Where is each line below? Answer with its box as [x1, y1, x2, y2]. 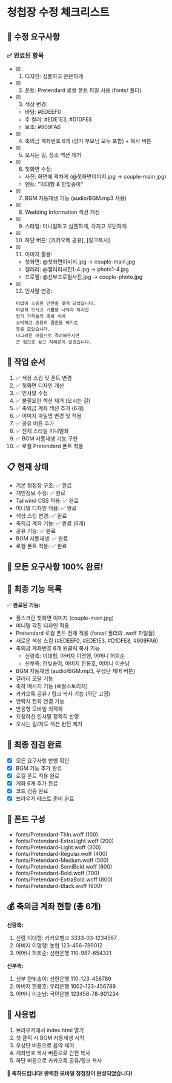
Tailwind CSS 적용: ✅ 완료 [15, 497, 79, 504]
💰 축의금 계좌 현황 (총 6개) [7, 901, 102, 912]
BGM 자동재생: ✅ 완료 [15, 534, 68, 542]
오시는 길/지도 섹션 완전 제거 [15, 720, 83, 727]
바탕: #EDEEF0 [24, 108, 61, 115]
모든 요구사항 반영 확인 [15, 757, 70, 764]
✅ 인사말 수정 [15, 389, 48, 397]
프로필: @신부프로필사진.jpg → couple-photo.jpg [24, 273, 143, 280]
